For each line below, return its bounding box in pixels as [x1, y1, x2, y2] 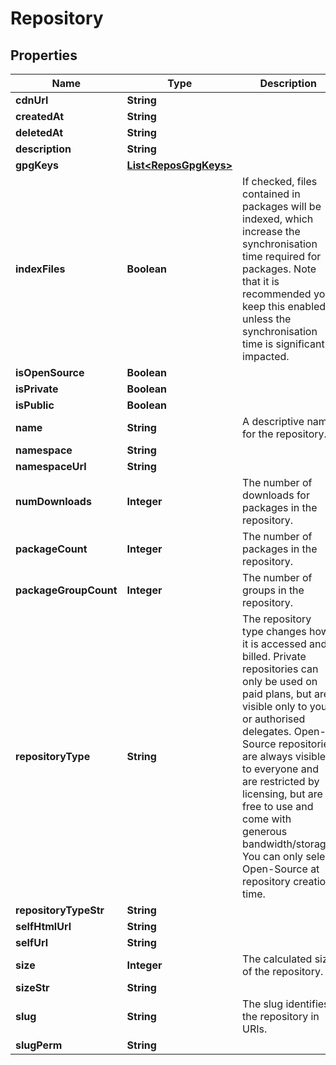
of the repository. [242, 965, 324, 978]
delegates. [242, 725, 292, 738]
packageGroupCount [15, 583, 118, 597]
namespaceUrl [15, 460, 87, 473]
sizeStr [15, 981, 50, 994]
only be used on [242, 675, 318, 688]
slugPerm [15, 1038, 63, 1052]
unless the [242, 312, 292, 326]
